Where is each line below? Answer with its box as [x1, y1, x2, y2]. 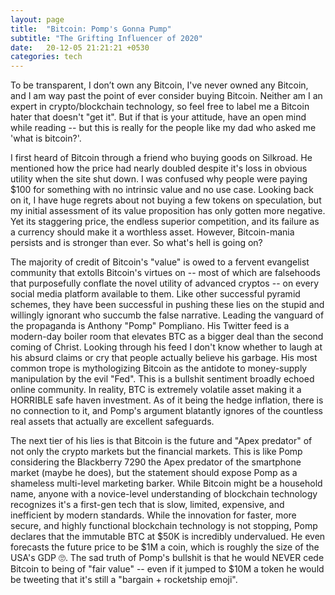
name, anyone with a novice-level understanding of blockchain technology [10, 488, 318, 500]
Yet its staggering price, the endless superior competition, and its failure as [10, 216, 320, 228]
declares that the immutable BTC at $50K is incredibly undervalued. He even [10, 531, 326, 543]
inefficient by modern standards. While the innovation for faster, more [10, 509, 297, 521]
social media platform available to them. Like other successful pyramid [10, 288, 301, 300]
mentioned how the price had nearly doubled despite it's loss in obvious [10, 162, 308, 175]
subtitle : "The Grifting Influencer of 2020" [10, 33, 203, 43]
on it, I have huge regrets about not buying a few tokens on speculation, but [10, 194, 322, 206]
